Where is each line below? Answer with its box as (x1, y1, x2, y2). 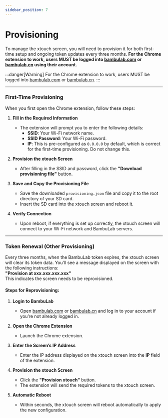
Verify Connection (12, 210, 51, 216)
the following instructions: (5, 265, 58, 271)
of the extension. (19, 357, 55, 364)
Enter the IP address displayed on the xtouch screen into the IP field (19, 352, 160, 358)
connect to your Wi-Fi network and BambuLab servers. (19, 225, 133, 231)
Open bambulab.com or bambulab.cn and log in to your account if (19, 308, 156, 314)
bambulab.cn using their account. (5, 61, 77, 68)
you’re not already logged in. (19, 313, 79, 319)
